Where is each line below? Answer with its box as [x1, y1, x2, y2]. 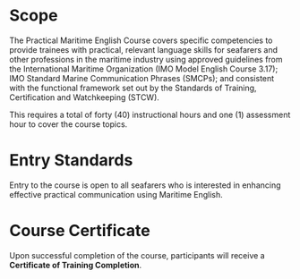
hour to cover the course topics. [9, 118, 128, 130]
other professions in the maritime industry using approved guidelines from [9, 54, 284, 64]
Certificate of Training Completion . [9, 259, 142, 270]
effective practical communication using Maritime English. [9, 189, 224, 199]
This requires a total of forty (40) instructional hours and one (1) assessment [9, 109, 291, 120]
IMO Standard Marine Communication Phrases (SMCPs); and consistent [9, 72, 275, 83]
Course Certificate [9, 221, 150, 241]
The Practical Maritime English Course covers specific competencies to [9, 35, 273, 46]
